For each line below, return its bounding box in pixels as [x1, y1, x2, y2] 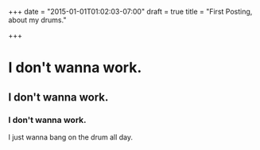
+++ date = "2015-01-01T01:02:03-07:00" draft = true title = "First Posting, [8, 7, 253, 16]
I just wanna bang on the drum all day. [8, 132, 134, 142]
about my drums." [8, 15, 67, 25]
